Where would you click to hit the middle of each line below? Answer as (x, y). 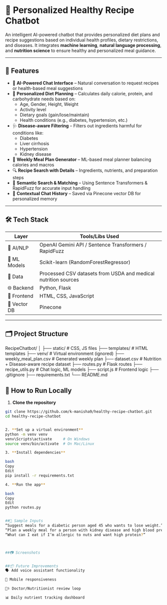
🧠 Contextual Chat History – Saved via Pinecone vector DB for (77, 193)
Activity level (33, 109)
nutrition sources (59, 280)
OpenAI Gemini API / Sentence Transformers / (93, 245)
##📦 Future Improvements (32, 566)
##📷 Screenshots (23, 553)
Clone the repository (34, 403)
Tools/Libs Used (99, 236)
